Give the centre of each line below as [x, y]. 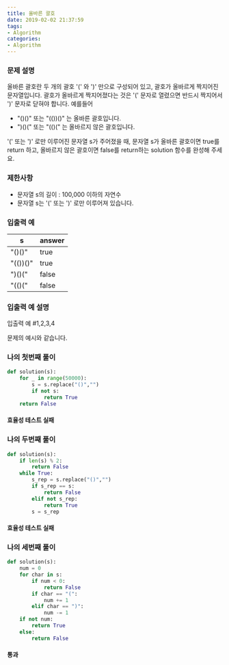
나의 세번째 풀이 [31, 547]
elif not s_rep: [55, 499]
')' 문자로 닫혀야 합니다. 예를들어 [50, 104]
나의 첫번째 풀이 [31, 357]
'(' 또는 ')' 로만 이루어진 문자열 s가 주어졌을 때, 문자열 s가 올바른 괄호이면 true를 [113, 142]
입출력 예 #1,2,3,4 [31, 323]
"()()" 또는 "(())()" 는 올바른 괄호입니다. [69, 118]
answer [52, 240]
